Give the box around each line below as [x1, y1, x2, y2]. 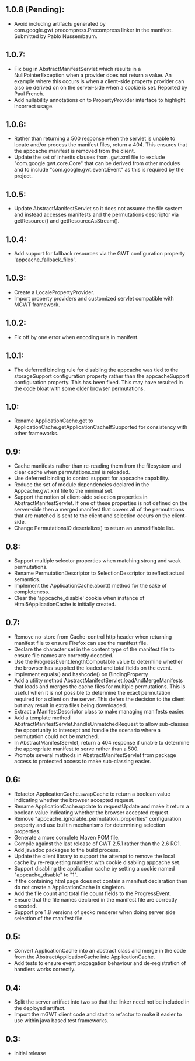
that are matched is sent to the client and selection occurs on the [13, 512, 170, 519]
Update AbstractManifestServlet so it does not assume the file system [13, 205, 183, 212]
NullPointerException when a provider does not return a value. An [13, 71, 172, 79]
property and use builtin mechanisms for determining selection [13, 821, 166, 828]
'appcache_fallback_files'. [13, 256, 76, 263]
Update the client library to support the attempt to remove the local [13, 852, 175, 859]
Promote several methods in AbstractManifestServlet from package [13, 751, 176, 758]
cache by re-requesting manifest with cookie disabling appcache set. [13, 858, 181, 866]
